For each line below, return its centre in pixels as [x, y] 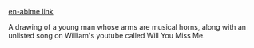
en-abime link [31, 12]
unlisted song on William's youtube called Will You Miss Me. [107, 36]
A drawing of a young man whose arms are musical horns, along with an [127, 27]
